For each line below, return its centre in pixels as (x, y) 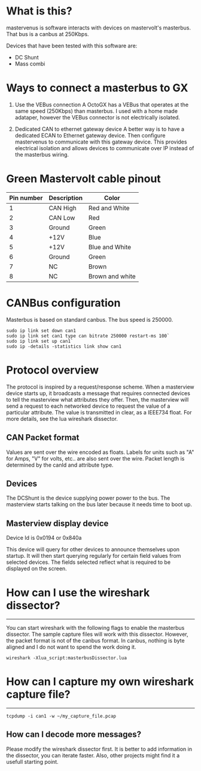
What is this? (39, 11)
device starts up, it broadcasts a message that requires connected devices (98, 393)
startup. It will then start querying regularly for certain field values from (94, 556)
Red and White (109, 208)
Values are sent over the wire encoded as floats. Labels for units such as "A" (100, 452)
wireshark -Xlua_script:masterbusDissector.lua (67, 658)
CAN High (63, 208)
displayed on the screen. (36, 569)
